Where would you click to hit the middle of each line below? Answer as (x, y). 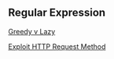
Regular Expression (57, 13)
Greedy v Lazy (32, 31)
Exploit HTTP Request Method (57, 47)
